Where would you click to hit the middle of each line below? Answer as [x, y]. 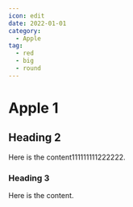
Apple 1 [33, 108]
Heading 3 [29, 178]
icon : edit [27, 16]
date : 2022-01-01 [37, 23]
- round [29, 68]
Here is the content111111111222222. [67, 157]
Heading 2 [35, 138]
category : [25, 31]
